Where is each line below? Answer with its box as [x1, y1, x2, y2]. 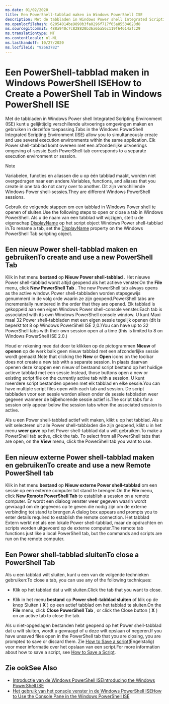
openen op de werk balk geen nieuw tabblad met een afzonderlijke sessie [5, 348, 159, 355]
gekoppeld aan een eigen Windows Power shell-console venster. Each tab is [5, 306, 162, 313]
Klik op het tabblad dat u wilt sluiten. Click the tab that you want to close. [12, 587, 162, 593]
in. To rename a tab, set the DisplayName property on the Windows [5, 225, 143, 231]
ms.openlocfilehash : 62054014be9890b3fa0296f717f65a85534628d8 [5, 21, 141, 27]
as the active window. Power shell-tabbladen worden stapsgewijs [5, 290, 141, 297]
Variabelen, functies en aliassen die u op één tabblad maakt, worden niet [5, 172, 156, 179]
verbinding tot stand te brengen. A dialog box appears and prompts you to [5, 509, 157, 515]
